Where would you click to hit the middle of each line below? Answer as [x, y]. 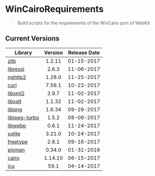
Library [23, 52]
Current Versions [32, 39]
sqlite [14, 134]
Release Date [84, 52]
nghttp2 [17, 77]
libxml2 [16, 93]
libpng [15, 109]
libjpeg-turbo [24, 117]
